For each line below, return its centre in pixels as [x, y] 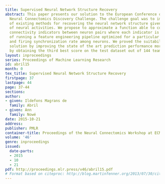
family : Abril [24, 105]
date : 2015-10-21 [23, 119]
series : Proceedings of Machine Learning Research [58, 60]
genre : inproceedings [27, 142]
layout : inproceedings [28, 55]
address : [14, 124]
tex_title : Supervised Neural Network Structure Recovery [66, 74]
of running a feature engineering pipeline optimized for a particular [84, 37]
